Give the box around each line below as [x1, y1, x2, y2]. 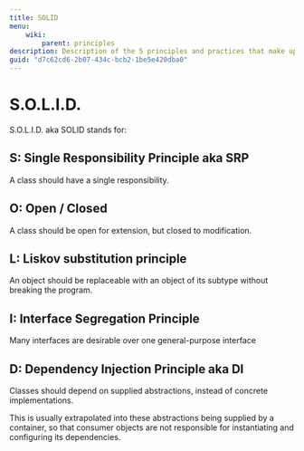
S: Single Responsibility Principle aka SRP [9, 150, 250, 166]
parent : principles [42, 38, 116, 48]
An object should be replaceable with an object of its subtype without [9, 275, 269, 286]
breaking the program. [9, 284, 93, 295]
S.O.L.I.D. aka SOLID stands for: [9, 124, 128, 135]
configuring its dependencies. [9, 432, 121, 442]
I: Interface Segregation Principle [9, 311, 201, 326]
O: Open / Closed [9, 201, 108, 216]
